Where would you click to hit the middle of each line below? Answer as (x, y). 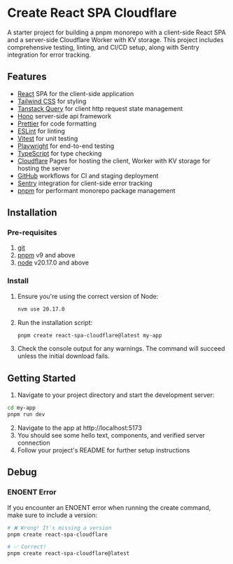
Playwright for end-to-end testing (66, 146)
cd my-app (22, 408)
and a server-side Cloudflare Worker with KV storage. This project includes (115, 39)
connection (34, 443)
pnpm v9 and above (46, 255)
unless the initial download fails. (63, 356)
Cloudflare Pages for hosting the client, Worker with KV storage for (114, 161)
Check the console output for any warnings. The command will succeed (121, 349)
